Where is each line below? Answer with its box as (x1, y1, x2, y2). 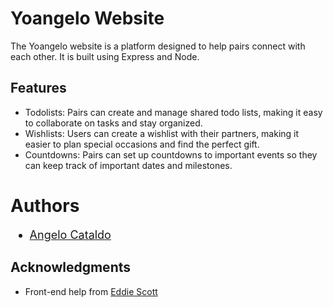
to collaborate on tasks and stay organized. (24, 117, 203, 129)
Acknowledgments (10, 259, 132, 276)
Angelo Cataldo (29, 227, 112, 242)
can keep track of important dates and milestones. (24, 159, 233, 171)
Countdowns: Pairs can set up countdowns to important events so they (24, 148, 318, 161)
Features (10, 80, 67, 97)
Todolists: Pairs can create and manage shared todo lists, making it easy (24, 106, 323, 118)
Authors (10, 194, 80, 217)
